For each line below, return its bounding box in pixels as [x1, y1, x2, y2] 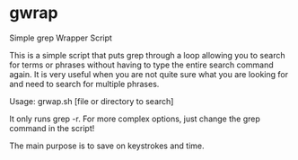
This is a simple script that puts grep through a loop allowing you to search [9, 49, 285, 60]
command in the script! [9, 122, 95, 133]
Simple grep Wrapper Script [9, 32, 112, 43]
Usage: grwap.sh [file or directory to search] [9, 95, 174, 106]
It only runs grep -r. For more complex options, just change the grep [9, 113, 260, 124]
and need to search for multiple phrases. [9, 78, 160, 89]
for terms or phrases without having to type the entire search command [9, 59, 274, 70]
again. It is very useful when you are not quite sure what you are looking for [9, 68, 289, 79]
